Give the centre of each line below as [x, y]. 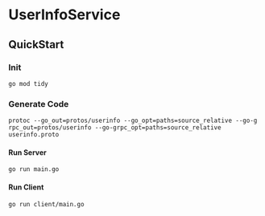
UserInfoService [64, 15]
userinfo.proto [34, 135]
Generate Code [39, 104]
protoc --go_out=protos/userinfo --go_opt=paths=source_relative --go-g [133, 121]
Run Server [27, 152]
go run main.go [34, 169]
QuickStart [36, 45]
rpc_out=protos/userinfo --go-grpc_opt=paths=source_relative [115, 128]
